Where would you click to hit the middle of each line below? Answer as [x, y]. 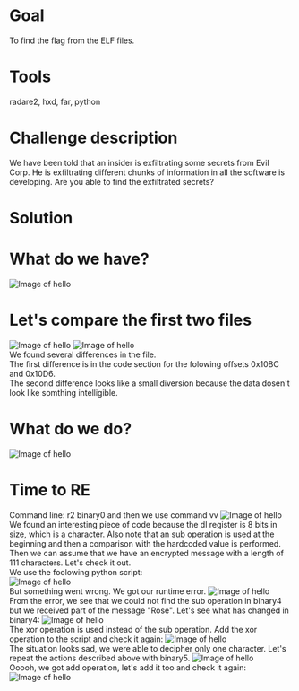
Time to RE [50, 490]
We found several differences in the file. [83, 354]
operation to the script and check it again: [86, 639]
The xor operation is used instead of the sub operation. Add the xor [133, 629]
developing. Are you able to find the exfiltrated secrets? [112, 181]
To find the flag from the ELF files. [72, 40]
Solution [41, 218]
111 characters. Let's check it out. [70, 563]
